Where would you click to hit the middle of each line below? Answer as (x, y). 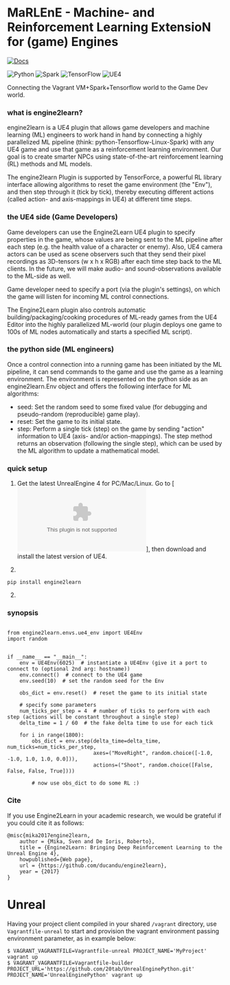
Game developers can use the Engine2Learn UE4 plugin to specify (101, 232)
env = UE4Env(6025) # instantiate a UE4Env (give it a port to (113, 663)
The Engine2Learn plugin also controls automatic (77, 310)
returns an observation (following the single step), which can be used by (119, 443)
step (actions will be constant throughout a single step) (93, 717)
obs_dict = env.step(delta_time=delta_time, (96, 741)
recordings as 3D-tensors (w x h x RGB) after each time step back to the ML (115, 261)
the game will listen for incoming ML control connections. (88, 296)
